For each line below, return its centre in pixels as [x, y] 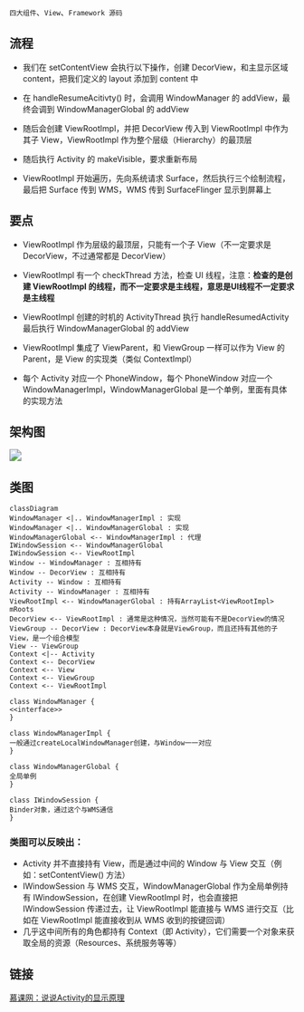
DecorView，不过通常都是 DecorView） [96, 255]
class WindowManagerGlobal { [64, 767]
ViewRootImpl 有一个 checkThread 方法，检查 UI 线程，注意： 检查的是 [153, 275]
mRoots [22, 610]
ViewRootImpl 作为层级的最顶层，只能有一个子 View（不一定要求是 [147, 244]
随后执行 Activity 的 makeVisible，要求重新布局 [110, 159]
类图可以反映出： [47, 842]
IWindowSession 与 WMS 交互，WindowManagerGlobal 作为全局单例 [151, 886]
